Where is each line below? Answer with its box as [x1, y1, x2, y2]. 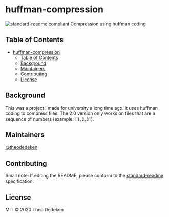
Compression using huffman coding [70, 21, 146, 27]
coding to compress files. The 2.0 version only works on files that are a [5, 110, 155, 116]
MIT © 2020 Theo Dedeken [5, 207, 64, 212]
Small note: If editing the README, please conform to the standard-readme [5, 173, 164, 179]
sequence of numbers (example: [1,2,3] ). [5, 115, 94, 122]
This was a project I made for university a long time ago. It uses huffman [5, 105, 158, 111]
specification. [5, 178, 34, 184]
